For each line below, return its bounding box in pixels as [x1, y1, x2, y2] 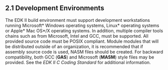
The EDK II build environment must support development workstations [5, 17, 150, 23]
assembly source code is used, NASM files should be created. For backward [5, 49, 163, 55]
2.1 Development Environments [5, 4, 104, 12]
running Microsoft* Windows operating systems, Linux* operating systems [5, 22, 159, 28]
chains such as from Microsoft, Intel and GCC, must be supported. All [5, 33, 149, 39]
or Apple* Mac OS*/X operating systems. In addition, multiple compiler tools [5, 27, 163, 34]
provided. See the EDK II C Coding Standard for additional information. [5, 59, 151, 65]
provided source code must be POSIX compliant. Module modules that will [5, 38, 159, 44]
